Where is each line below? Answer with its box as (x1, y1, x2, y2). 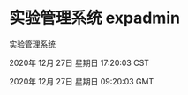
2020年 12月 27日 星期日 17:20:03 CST (9, 57, 150, 68)
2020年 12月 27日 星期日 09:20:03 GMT (9, 76, 154, 86)
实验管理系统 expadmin (9, 8, 181, 28)
